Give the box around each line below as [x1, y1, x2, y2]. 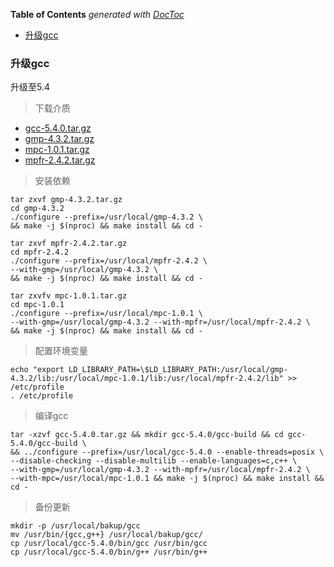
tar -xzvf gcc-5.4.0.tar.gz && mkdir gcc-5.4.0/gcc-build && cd [10, 430, 284, 440]
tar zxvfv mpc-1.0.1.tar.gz [10, 291, 128, 301]
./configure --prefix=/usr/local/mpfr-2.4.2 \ [10, 256, 208, 266]
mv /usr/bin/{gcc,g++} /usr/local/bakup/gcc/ [10, 530, 203, 540]
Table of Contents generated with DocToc [10, 9, 185, 20]
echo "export [10, 365, 65, 375]
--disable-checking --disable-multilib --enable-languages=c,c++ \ [10, 456, 298, 466]
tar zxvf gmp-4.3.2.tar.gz [10, 195, 123, 205]
